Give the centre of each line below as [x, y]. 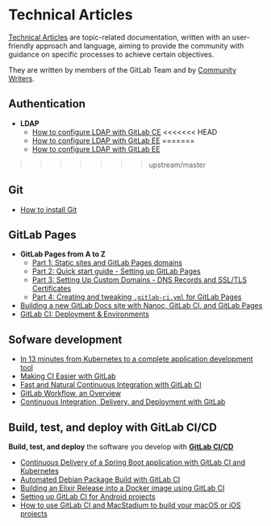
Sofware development [65, 339]
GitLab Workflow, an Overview [70, 394]
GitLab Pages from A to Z [63, 254]
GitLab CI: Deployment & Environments [84, 314]
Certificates [52, 289]
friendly [21, 45]
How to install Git [48, 209]
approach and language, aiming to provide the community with [140, 45]
